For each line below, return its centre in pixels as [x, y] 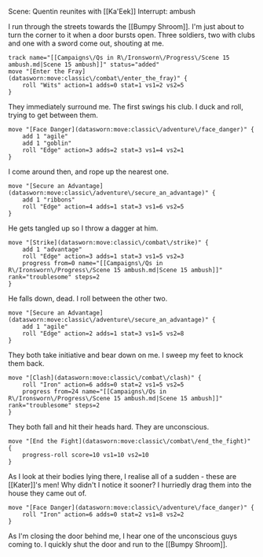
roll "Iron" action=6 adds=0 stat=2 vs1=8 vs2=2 [103, 515]
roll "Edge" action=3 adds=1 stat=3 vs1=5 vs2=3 [103, 256]
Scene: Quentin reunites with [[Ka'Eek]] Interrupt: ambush [102, 11]
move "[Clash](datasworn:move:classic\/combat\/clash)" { [105, 378]
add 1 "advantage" [52, 249]
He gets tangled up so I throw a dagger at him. [83, 228]
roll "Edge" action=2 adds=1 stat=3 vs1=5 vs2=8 [103, 334]
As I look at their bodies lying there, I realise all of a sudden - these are [122, 476]
